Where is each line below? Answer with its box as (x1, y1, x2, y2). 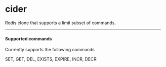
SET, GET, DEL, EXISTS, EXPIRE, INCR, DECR (5, 56, 97, 62)
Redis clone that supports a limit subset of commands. (5, 20, 116, 26)
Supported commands (5, 35, 52, 41)
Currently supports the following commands (5, 47, 95, 53)
